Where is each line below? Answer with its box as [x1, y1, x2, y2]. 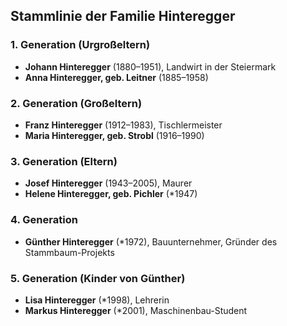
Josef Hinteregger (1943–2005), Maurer [24, 177, 193, 189]
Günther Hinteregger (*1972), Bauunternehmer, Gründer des [24, 235, 278, 248]
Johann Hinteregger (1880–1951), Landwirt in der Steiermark [24, 60, 277, 73]
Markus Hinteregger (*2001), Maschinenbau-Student [24, 304, 248, 316]
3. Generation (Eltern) [10, 154, 118, 168]
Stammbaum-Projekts [24, 246, 115, 258]
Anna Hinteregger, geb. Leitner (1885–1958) [24, 71, 209, 83]
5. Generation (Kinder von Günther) [10, 271, 186, 285]
